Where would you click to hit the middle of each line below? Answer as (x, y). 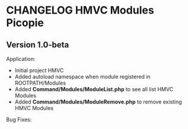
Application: (21, 59)
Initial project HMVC (39, 70)
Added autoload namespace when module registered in (82, 77)
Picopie (25, 23)
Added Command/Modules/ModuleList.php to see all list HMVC (94, 89)
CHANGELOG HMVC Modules (80, 10)
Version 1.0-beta (38, 45)
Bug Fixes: (19, 120)
